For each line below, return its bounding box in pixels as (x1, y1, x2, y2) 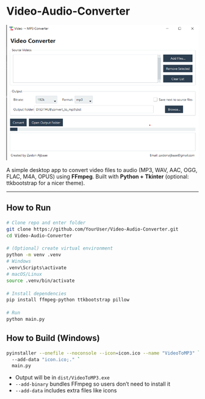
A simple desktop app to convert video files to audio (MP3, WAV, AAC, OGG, (6, 167, 198, 174)
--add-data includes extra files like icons (15, 387, 117, 394)
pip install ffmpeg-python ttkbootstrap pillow (6, 297, 130, 303)
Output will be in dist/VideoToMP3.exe (15, 374, 110, 381)
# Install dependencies (6, 290, 67, 297)
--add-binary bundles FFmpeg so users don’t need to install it (15, 380, 171, 388)
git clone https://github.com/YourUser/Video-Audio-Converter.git (6, 226, 179, 232)
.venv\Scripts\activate (6, 265, 67, 271)
